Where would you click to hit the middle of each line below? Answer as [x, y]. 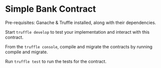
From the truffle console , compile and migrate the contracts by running [79, 46]
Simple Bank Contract [50, 9]
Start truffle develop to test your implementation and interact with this [77, 32]
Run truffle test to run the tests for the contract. [56, 61]
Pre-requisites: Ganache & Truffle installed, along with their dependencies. [81, 23]
